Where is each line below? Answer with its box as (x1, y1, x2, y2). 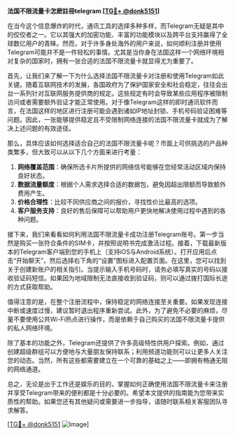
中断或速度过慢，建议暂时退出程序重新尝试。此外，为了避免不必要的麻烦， (7, 306, 222, 315)
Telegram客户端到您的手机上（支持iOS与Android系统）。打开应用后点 (19, 248, 218, 256)
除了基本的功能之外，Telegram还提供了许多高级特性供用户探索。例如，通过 (7, 339, 225, 347)
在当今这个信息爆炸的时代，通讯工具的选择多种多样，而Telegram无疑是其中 (7, 22, 225, 30)
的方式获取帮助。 (7, 283, 57, 291)
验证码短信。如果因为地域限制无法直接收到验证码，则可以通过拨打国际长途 (13, 274, 228, 282)
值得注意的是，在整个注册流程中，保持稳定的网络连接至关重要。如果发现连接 (7, 298, 228, 305)
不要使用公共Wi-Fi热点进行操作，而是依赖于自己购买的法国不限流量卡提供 (13, 315, 225, 323)
